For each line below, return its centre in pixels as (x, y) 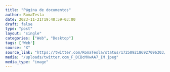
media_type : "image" (27, 62)
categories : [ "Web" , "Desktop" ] (39, 39)
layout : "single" (24, 33)
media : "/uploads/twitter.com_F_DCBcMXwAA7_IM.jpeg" (62, 57)
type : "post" (19, 29)
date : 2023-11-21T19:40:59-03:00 (40, 19)
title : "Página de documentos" (38, 10)
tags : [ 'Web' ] (20, 43)
